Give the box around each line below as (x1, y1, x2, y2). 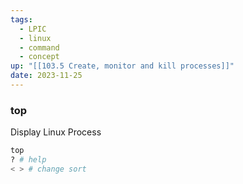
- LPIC (19, 24, 47, 34)
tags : (10, 14, 33, 25)
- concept (19, 52, 60, 62)
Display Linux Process (10, 126, 102, 138)
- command (19, 42, 60, 53)
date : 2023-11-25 (10, 71, 83, 81)
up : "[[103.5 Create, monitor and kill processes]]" (10, 61, 235, 71)
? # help (10, 155, 47, 165)
